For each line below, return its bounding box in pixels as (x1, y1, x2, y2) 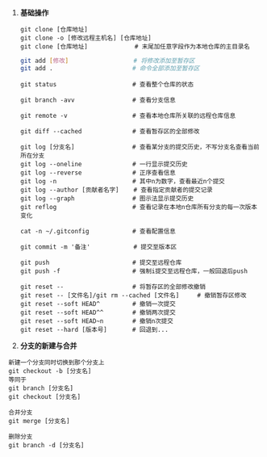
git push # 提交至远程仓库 (19, 258, 182, 266)
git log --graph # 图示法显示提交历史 (19, 194, 194, 203)
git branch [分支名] (8, 384, 74, 392)
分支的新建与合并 (19, 341, 77, 350)
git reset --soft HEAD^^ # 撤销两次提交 (19, 308, 176, 317)
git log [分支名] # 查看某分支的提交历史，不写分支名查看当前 (19, 143, 260, 151)
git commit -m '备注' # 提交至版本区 (19, 242, 177, 251)
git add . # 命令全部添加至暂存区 (19, 64, 200, 72)
